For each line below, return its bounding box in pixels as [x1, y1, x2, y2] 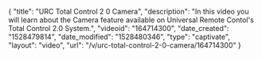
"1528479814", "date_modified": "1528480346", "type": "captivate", [8, 32, 231, 41]
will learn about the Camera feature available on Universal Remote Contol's [8, 15, 255, 25]
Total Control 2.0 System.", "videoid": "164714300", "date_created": [8, 24, 229, 33]
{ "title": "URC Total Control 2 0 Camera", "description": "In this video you [8, 7, 249, 16]
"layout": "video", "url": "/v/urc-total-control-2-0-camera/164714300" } [8, 41, 241, 50]
